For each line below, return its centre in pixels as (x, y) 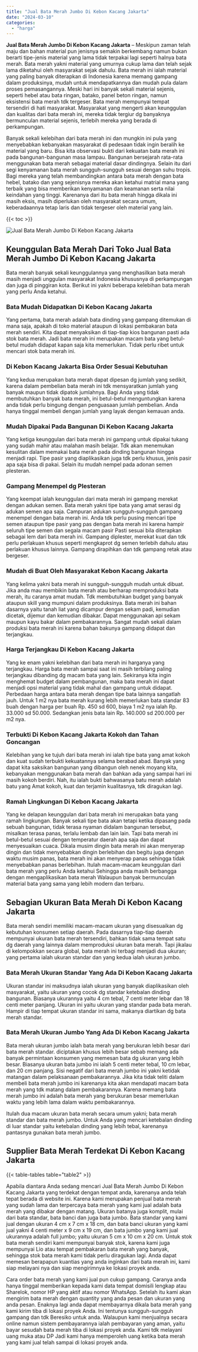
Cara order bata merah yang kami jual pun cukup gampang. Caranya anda (96, 1279)
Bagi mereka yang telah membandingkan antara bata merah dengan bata (95, 176)
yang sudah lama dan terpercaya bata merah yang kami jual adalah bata (94, 1205)
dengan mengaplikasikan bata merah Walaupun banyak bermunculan (90, 877)
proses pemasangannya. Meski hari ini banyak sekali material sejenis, (91, 89)
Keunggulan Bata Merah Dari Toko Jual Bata (89, 249)
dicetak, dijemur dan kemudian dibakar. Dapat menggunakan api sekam (93, 615)
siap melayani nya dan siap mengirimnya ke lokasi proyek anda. (83, 1268)
